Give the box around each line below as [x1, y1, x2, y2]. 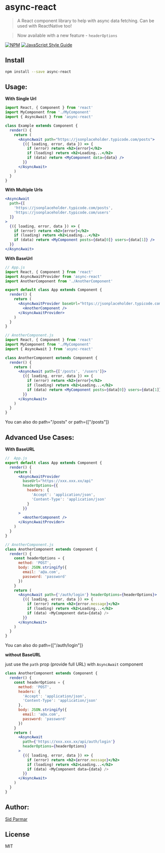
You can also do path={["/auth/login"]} [5, 642, 83, 648]
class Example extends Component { [5, 123, 78, 129]
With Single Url [5, 96, 37, 102]
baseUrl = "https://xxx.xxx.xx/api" [23, 479, 93, 483]
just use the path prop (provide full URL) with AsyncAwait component [5, 662, 143, 667]
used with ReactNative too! [17, 23, 72, 28]
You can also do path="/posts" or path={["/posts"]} [5, 419, 110, 425]
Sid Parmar [5, 816, 28, 822]
